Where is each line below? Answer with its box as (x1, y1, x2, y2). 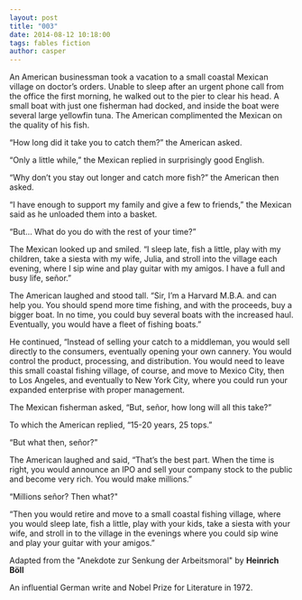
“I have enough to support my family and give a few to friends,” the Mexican (9, 200, 292, 211)
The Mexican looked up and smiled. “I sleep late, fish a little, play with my (9, 244, 281, 255)
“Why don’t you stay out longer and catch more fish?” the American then (9, 173, 279, 183)
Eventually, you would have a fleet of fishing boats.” (9, 319, 202, 330)
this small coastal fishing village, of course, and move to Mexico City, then (9, 365, 285, 376)
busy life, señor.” (9, 273, 72, 284)
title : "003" (9, 22, 59, 31)
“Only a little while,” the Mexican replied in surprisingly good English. (9, 155, 265, 165)
